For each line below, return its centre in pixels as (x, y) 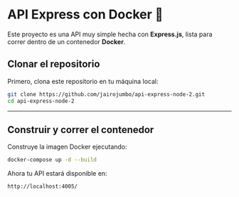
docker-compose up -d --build (52, 160)
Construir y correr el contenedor (81, 130)
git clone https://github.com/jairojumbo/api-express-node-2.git (106, 94)
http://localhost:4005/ (43, 187)
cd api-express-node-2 (41, 101)
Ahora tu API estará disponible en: (58, 174)
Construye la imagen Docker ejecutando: (67, 147)
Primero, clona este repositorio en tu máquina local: (83, 81)
